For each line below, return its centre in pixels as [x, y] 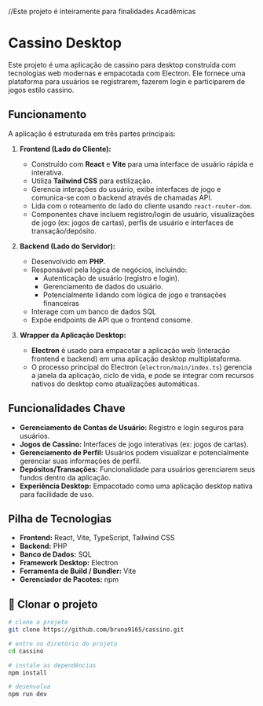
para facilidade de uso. [57, 494]
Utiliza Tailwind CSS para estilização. [92, 181]
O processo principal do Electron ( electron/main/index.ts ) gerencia [142, 367]
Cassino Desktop [65, 43]
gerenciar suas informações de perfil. [80, 461]
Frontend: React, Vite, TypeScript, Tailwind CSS [97, 538]
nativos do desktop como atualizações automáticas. [115, 384]
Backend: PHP [44, 546]
